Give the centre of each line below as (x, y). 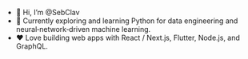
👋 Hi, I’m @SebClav (48, 12)
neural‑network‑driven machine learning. (83, 29)
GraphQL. (32, 46)
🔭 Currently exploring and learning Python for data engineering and (127, 21)
